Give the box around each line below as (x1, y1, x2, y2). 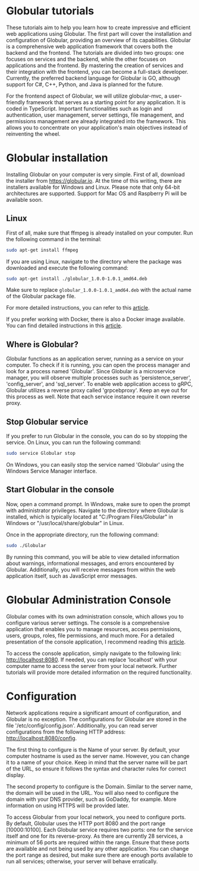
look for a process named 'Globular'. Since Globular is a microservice (6, 368, 176, 375)
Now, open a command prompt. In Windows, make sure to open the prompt (6, 500, 191, 507)
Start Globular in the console (6, 485, 115, 495)
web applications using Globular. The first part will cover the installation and (6, 30, 192, 37)
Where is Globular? (6, 339, 79, 349)
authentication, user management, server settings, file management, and (6, 111, 184, 118)
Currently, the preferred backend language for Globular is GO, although (6, 74, 181, 82)
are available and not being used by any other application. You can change (6, 845, 189, 852)
